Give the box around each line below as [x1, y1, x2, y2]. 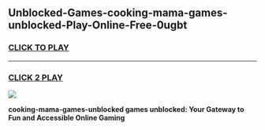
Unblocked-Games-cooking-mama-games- [8, 6, 228, 20]
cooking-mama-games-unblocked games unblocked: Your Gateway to [8, 104, 244, 113]
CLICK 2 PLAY [8, 72, 63, 83]
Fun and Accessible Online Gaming [8, 113, 125, 122]
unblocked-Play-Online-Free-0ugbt [8, 19, 188, 32]
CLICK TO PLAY [8, 43, 69, 54]
